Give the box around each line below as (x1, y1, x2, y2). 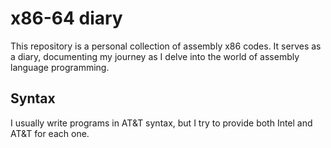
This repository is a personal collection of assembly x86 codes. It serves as (10, 40, 322, 52)
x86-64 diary (10, 7, 123, 30)
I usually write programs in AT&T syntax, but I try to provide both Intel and (10, 117, 313, 129)
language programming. (10, 61, 110, 73)
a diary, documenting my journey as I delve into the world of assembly (10, 50, 300, 62)
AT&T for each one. (10, 127, 90, 139)
